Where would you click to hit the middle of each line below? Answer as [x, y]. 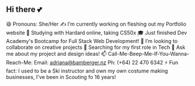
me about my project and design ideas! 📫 [56, 53]
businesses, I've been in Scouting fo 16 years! [61, 77]
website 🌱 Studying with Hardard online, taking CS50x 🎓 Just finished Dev [97, 33]
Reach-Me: [20, 62]
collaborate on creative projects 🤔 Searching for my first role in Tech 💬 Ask [96, 47]
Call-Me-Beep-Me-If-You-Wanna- [149, 53]
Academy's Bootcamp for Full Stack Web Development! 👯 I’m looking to [92, 41]
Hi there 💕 [24, 10]
